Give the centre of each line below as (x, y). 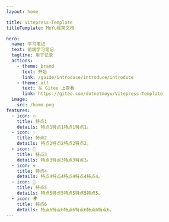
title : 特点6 (32, 204)
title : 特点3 (32, 154)
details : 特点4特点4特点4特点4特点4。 (60, 177)
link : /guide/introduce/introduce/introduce (78, 77)
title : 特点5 (32, 188)
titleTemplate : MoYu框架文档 (40, 28)
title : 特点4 (32, 171)
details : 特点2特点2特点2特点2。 (54, 144)
